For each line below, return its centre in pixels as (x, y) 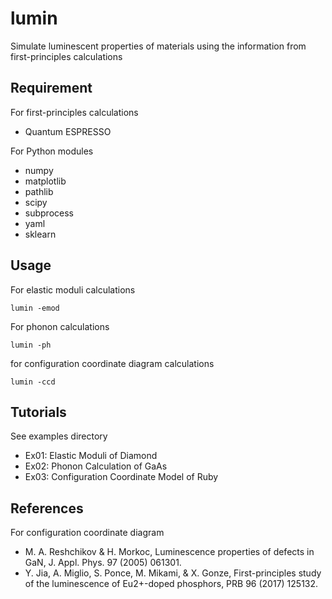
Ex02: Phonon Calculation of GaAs (96, 466)
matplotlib (45, 181)
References (47, 508)
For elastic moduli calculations (73, 289)
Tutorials (38, 412)
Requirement (51, 88)
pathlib (39, 191)
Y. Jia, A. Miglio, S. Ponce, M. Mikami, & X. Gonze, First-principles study (173, 573)
